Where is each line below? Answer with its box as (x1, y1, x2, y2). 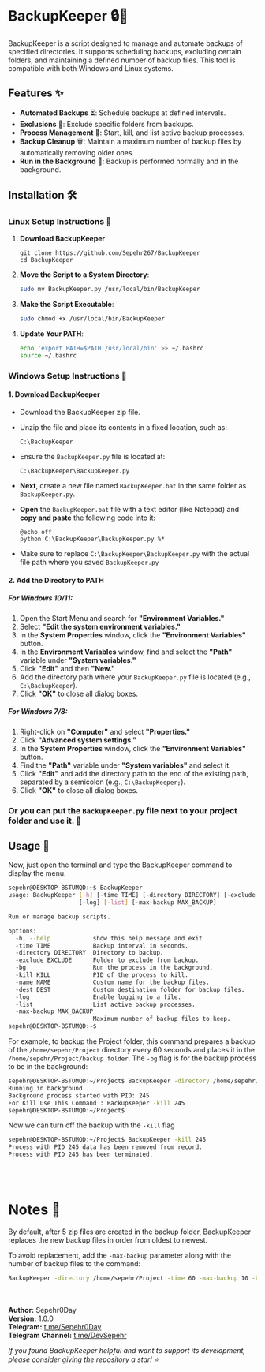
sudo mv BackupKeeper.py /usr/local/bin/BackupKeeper (19, 286, 200, 293)
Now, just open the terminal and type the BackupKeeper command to (8, 860, 233, 869)
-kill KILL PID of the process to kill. (15, 971, 189, 979)
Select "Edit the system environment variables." (19, 622, 181, 631)
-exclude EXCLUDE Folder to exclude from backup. (15, 956, 200, 964)
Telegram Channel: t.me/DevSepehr (8, 1330, 128, 1340)
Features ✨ (8, 87, 64, 100)
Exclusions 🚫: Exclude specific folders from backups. (19, 119, 195, 129)
